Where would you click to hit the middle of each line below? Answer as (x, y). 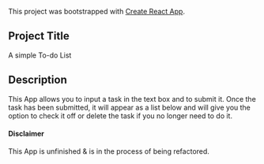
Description (38, 80)
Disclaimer (26, 134)
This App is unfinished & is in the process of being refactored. (109, 151)
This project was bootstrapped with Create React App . (97, 11)
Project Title (39, 36)
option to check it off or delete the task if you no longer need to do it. (121, 116)
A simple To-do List (40, 55)
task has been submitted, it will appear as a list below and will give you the (130, 107)
